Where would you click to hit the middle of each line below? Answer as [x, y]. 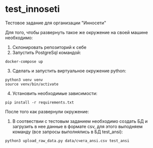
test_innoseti [33, 9]
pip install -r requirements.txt [40, 102]
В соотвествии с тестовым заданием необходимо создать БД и [80, 121]
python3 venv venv [24, 80]
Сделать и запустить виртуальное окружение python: [69, 71]
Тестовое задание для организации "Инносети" [56, 23]
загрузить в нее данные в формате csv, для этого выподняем [77, 126]
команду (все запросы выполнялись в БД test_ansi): [68, 132]
